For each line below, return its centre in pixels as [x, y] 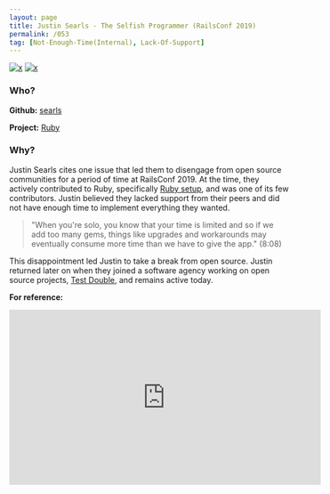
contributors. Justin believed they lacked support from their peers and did [145, 198]
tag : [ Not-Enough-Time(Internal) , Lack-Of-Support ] [107, 42]
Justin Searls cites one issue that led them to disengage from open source [145, 169]
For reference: [36, 297]
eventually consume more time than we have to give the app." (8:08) [156, 243]
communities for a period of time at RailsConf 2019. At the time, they [134, 179]
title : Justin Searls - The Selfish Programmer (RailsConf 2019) [133, 26]
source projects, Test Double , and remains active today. [111, 279]
